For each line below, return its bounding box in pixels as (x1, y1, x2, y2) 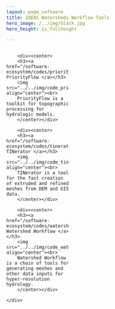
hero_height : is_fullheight (6, 25, 77, 32)
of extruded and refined (6, 180, 69, 187)
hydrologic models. (6, 112, 56, 118)
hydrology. (6, 282, 34, 288)
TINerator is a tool (17, 170, 69, 176)
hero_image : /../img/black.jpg (6, 20, 85, 26)
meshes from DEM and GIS (6, 186, 69, 192)
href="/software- (6, 138, 50, 144)
